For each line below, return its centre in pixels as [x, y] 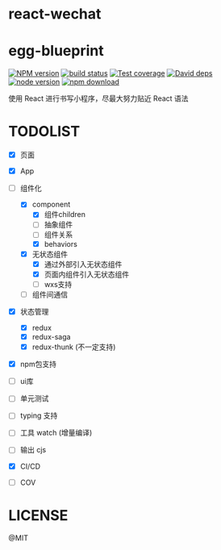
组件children [65, 215]
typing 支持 [39, 415]
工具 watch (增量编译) [56, 433]
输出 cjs [33, 450]
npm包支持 [38, 365]
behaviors [61, 244]
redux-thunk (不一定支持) [74, 347]
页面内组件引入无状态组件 [87, 274]
